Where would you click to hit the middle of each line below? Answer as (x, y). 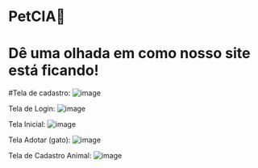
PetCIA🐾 (37, 17)
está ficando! (54, 71)
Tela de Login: (32, 109)
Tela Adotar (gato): (40, 140)
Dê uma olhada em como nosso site (129, 54)
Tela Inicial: (27, 124)
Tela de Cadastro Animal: (50, 156)
